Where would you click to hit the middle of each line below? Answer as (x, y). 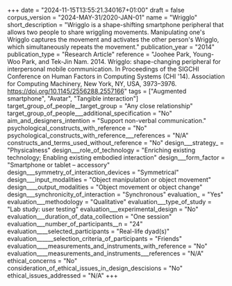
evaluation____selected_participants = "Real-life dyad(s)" (89, 231)
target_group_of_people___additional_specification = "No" (90, 113)
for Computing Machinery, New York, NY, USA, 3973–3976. (92, 84)
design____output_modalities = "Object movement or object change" (105, 187)
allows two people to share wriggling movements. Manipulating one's (106, 32)
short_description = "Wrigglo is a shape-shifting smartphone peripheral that (116, 25)
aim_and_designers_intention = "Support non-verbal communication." (107, 120)
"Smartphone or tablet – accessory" (59, 165)
